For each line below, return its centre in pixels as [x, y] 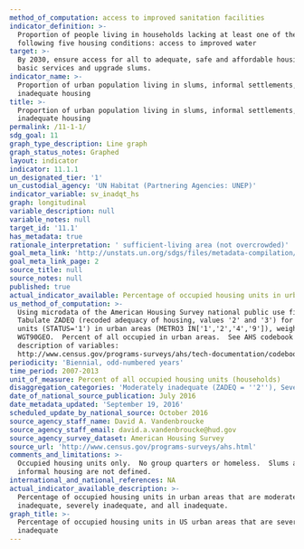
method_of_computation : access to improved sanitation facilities [137, 18]
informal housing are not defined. [85, 472]
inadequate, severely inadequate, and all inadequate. [123, 506]
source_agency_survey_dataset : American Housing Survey [117, 438]
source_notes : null [46, 279]
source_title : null [46, 270]
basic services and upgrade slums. [85, 69]
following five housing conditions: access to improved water [137, 43]
